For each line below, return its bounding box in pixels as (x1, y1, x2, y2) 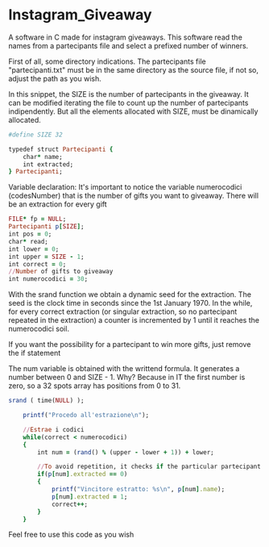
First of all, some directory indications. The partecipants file (8, 56, 207, 66)
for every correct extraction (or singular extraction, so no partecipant (8, 307, 238, 316)
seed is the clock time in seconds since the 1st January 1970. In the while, (8, 299, 253, 308)
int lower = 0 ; (8, 244, 60, 253)
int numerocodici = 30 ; (8, 275, 89, 283)
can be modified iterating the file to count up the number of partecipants (8, 98, 249, 107)
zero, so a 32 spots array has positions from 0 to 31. (8, 381, 181, 390)
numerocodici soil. (8, 324, 70, 334)
